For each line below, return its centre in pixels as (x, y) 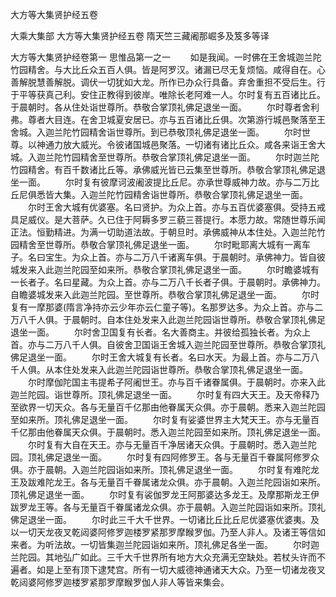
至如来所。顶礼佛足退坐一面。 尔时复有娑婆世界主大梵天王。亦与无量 (160, 419)
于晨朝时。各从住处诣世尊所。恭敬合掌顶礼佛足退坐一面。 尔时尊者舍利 (165, 107)
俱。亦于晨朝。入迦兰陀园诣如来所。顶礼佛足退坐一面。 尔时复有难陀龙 (165, 469)
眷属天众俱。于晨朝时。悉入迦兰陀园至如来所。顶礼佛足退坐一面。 (189, 432)
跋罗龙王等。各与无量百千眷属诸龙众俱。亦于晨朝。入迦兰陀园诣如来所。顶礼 (168, 507)
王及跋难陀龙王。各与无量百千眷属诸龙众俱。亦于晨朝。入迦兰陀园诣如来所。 (168, 482)
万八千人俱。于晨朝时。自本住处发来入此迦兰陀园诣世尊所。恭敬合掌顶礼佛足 (168, 319)
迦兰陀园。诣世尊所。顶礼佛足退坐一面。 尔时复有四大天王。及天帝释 (160, 394)
